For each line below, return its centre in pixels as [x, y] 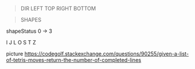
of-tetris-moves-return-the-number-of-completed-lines [74, 60]
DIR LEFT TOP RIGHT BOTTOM [58, 8]
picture [15, 54]
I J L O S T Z [21, 42]
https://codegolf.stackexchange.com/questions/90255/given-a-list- [107, 54]
